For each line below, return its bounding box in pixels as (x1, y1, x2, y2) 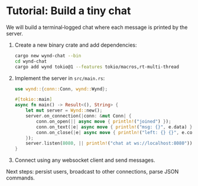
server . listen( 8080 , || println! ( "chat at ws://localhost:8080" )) (25, 141, 193, 146)
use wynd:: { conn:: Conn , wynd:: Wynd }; (14, 86, 108, 92)
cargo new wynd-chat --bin (14, 53, 82, 58)
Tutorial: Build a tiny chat (6, 4, 131, 18)
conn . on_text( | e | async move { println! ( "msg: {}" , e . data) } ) (36, 124, 195, 130)
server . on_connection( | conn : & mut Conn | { (25, 113, 132, 119)
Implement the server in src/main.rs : (14, 74, 105, 81)
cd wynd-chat (14, 58, 47, 64)
